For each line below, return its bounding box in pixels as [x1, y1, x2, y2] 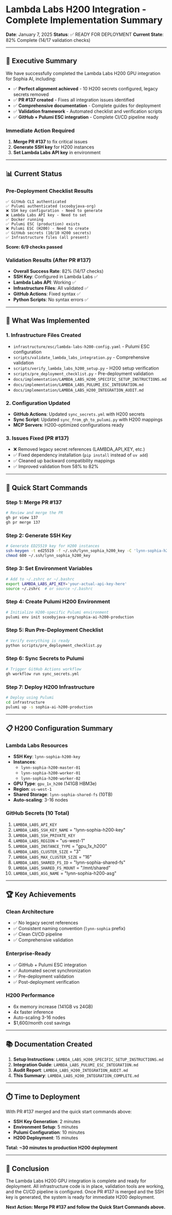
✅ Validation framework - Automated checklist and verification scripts [13, 108, 162, 114]
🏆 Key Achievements [6, 890, 76, 899]
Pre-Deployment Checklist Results [6, 187, 93, 195]
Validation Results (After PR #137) [6, 256, 91, 263]
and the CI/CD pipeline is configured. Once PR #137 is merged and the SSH [6, 1188, 164, 1195]
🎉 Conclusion [6, 1164, 49, 1173]
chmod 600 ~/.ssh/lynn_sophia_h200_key [6, 553, 91, 558]
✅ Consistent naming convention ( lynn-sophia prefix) [13, 926, 126, 932]
